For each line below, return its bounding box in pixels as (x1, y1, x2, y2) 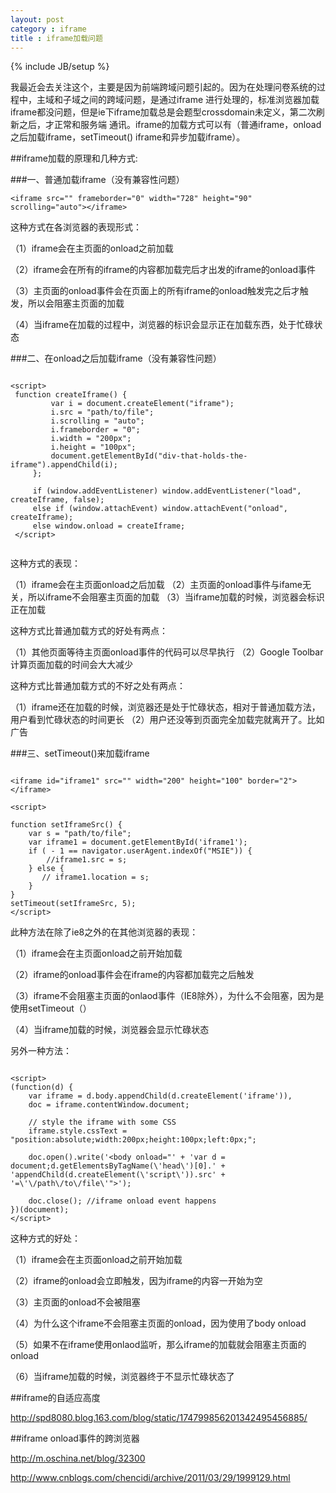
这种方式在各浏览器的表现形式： (10, 221, 142, 233)
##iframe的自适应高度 (10, 1392, 101, 1404)
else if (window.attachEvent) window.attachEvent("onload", (32, 504, 288, 514)
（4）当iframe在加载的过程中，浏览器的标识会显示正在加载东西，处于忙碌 (10, 319, 315, 331)
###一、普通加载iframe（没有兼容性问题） (10, 174, 185, 186)
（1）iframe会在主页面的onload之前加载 (10, 242, 174, 255)
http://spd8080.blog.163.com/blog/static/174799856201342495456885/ (10, 1412, 308, 1424)
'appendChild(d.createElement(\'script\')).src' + (10, 1170, 226, 1180)
